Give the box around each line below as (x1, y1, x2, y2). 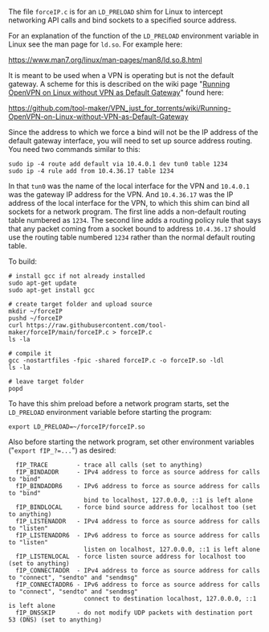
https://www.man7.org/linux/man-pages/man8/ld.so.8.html (8, 55, 202, 64)
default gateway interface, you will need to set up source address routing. (8, 136, 253, 146)
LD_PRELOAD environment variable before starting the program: (8, 408, 212, 417)
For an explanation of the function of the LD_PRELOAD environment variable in (8, 31, 259, 40)
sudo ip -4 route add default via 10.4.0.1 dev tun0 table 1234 (8, 160, 228, 168)
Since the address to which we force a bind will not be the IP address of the (8, 128, 259, 137)
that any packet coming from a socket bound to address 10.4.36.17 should (8, 224, 256, 233)
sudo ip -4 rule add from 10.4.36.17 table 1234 (8, 167, 174, 175)
